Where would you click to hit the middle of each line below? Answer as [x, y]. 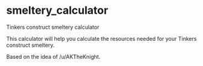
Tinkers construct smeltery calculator [53, 27]
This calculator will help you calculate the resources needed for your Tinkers [101, 38]
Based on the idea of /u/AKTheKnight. [53, 56]
